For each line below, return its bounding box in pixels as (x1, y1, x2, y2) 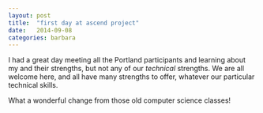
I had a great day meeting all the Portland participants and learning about (8, 55, 246, 65)
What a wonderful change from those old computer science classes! (8, 96, 231, 105)
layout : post (8, 11, 51, 20)
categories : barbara (8, 33, 77, 42)
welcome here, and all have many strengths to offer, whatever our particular (8, 72, 255, 81)
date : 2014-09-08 (8, 26, 73, 34)
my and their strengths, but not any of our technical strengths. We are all (8, 64, 245, 73)
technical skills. (8, 81, 58, 90)
